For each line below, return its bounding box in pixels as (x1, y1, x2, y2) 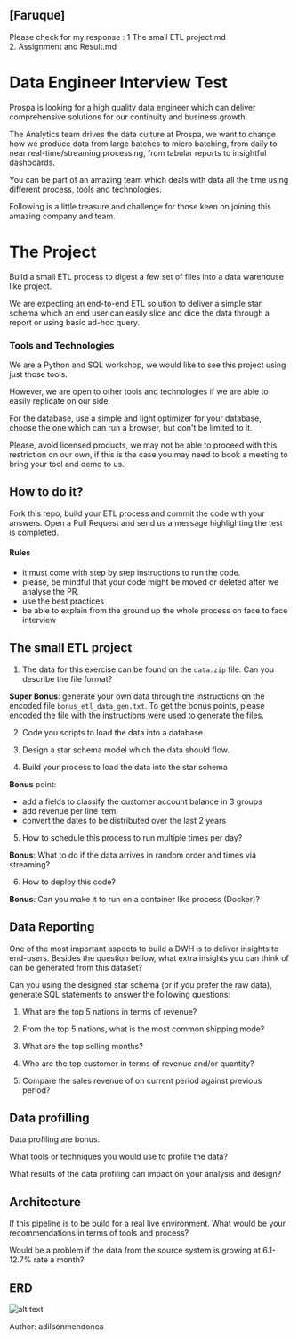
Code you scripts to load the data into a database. (21, 727, 206, 737)
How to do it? (9, 484, 84, 499)
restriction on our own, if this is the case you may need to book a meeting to (9, 448, 288, 459)
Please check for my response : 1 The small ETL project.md (9, 31, 227, 42)
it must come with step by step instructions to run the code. (21, 567, 241, 578)
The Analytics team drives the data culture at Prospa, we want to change (9, 128, 277, 139)
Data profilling (9, 1111, 91, 1126)
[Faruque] (9, 8, 66, 23)
